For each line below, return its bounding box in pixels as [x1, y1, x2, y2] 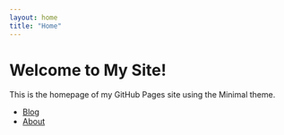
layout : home [9, 13, 58, 22]
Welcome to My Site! [9, 60, 168, 80]
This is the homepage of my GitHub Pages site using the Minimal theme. [9, 89, 276, 100]
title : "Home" [9, 21, 63, 30]
